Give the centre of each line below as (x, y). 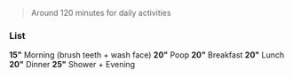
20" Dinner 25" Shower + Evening (72, 65)
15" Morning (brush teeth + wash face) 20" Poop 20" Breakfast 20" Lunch (147, 55)
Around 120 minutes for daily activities (101, 13)
